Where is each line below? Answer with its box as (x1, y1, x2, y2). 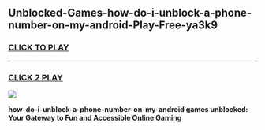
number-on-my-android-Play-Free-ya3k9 (8, 19, 218, 32)
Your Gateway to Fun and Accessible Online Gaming (8, 113, 182, 122)
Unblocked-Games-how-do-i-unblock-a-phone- (8, 6, 252, 20)
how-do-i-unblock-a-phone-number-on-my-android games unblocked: (8, 104, 248, 113)
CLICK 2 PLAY (8, 72, 63, 83)
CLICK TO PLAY (8, 43, 69, 54)
